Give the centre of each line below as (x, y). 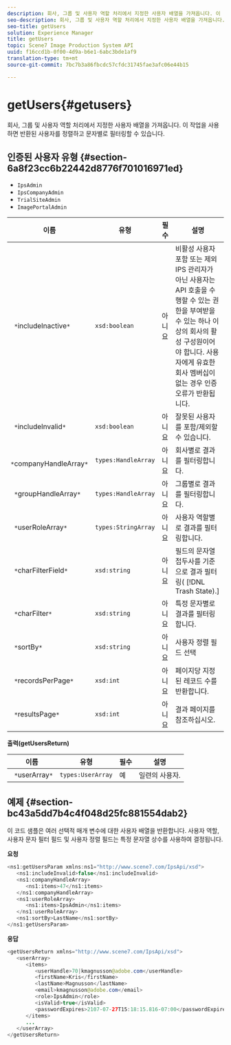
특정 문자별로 (195, 603)
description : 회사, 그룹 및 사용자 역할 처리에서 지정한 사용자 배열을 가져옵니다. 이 (114, 13)
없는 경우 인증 (196, 383)
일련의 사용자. (159, 776)
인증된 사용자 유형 (43, 157)
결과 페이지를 (195, 710)
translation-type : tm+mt (43, 59)
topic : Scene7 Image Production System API (70, 45)
